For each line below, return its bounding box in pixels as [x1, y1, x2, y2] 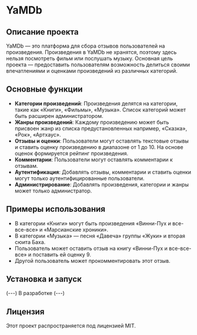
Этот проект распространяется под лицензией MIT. [6, 322, 136, 329]
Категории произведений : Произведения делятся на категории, [14, 100, 178, 107]
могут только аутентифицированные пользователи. [14, 174, 145, 182]
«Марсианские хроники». [44, 226, 109, 233]
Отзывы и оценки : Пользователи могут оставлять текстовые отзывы [14, 137, 189, 144]
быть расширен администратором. [14, 112, 103, 119]
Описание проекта [6, 27, 79, 37]
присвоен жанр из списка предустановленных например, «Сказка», [14, 124, 187, 132]
